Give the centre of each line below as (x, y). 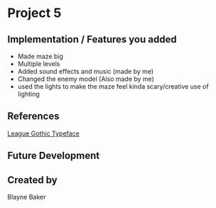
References (33, 116)
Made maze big (40, 56)
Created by (33, 180)
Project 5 (34, 13)
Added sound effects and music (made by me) (86, 71)
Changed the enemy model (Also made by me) (86, 79)
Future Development (54, 156)
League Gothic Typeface (43, 133)
